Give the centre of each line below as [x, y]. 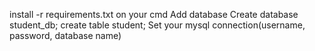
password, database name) [65, 35]
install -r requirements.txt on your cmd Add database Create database [154, 14]
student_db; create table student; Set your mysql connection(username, [157, 25]
